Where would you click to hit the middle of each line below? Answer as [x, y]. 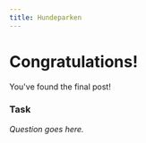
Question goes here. [47, 129]
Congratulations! [74, 61]
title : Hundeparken [46, 17]
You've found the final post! [60, 87]
